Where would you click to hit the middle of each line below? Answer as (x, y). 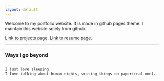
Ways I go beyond (27, 55)
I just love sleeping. (28, 69)
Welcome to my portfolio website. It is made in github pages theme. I (74, 23)
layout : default (21, 9)
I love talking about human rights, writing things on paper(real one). (81, 74)
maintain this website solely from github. (46, 28)
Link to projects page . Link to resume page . (49, 38)
